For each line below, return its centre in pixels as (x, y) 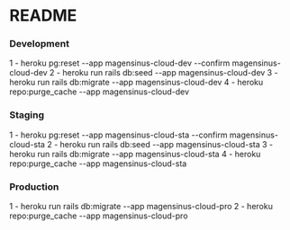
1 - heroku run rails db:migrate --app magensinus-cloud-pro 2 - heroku (141, 207)
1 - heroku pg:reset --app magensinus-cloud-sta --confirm (118, 135)
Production (34, 187)
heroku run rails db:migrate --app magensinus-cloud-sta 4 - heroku (135, 154)
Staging (27, 115)
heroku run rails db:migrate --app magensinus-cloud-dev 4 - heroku (136, 83)
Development (40, 44)
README (43, 16)
